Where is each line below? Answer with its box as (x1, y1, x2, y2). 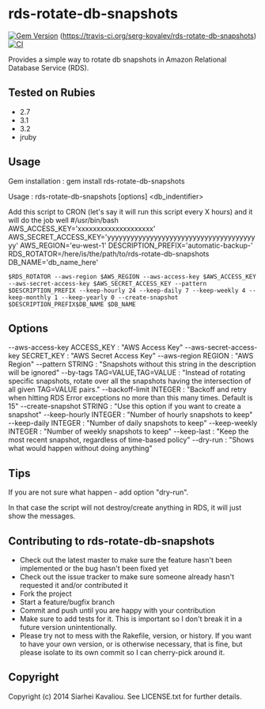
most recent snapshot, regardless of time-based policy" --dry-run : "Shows (8, 435, 255, 445)
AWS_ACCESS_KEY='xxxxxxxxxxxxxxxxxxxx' (8, 223, 156, 233)
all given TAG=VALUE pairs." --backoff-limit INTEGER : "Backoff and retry (8, 385, 247, 394)
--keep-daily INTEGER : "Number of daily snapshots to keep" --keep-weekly (8, 419, 258, 428)
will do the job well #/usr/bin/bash (8, 215, 119, 225)
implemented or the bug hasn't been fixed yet (19, 563, 168, 573)
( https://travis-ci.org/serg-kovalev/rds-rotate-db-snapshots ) (59, 31, 257, 40)
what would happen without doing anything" (8, 444, 153, 453)
